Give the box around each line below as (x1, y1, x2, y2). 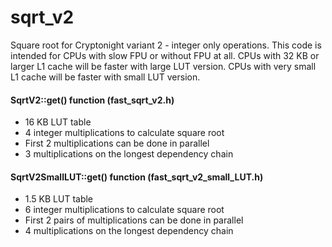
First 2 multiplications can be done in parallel (24, 137, 210, 150)
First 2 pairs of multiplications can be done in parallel (24, 214, 244, 226)
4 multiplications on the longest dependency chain (24, 225, 234, 237)
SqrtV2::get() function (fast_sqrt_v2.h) (10, 94, 175, 106)
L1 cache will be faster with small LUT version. (10, 71, 201, 83)
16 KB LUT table (24, 116, 92, 128)
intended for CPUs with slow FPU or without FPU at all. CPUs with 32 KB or (10, 49, 320, 61)
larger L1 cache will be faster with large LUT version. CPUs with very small (10, 60, 317, 72)
